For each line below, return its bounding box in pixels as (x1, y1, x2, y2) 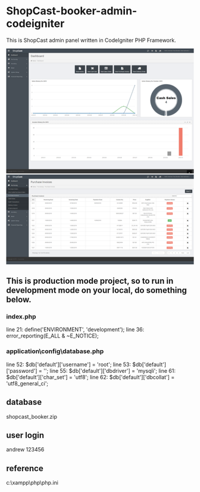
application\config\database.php (6, 347, 104, 355)
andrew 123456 (6, 446, 45, 453)
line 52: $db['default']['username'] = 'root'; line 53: (6, 361, 132, 368)
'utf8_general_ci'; (6, 380, 49, 387)
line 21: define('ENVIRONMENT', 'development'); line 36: (6, 326, 145, 333)
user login (6, 430, 45, 440)
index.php (6, 312, 37, 321)
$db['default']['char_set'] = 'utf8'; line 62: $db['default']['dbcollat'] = (6, 373, 175, 380)
